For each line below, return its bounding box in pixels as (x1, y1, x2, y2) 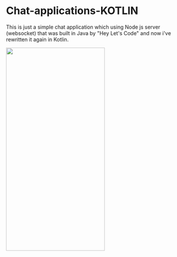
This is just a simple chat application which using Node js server (6, 23, 161, 30)
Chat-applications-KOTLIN (6, 4, 138, 18)
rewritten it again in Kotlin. (6, 36, 69, 43)
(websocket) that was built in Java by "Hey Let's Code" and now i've (6, 29, 171, 36)
